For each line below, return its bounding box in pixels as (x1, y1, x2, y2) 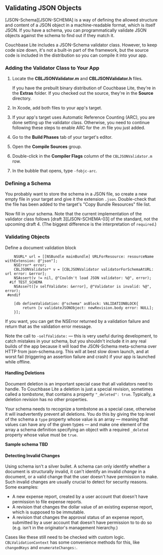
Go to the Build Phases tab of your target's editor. (12, 134, 113, 140)
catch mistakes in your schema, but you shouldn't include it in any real (5, 338, 146, 344)
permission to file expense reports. (12, 499, 82, 505)
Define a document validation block (5, 244, 77, 251)
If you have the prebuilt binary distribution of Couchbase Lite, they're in (12, 85, 156, 91)
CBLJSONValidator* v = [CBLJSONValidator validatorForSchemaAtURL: (14, 267, 154, 272)
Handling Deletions (5, 370, 45, 376)
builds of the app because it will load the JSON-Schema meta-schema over (5, 343, 157, 349)
